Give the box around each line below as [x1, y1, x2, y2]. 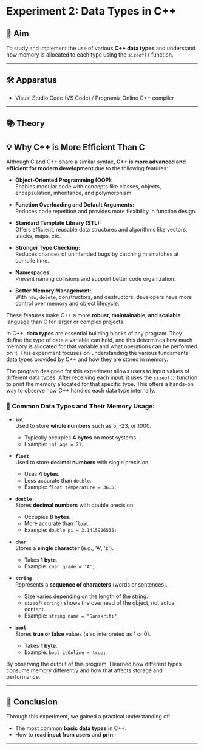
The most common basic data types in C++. [15, 724, 127, 732]
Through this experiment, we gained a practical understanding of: [6, 713, 171, 720]
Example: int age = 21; [24, 441, 84, 448]
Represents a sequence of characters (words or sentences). [15, 581, 168, 588]
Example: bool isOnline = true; [24, 649, 106, 656]
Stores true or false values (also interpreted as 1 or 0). [15, 630, 151, 638]
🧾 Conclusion [6, 697, 58, 707]
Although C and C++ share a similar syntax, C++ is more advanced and [6, 158, 186, 165]
